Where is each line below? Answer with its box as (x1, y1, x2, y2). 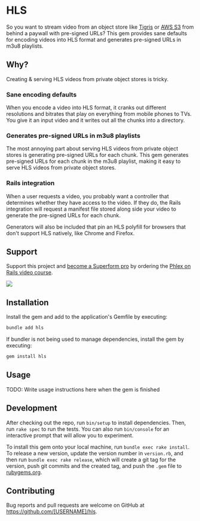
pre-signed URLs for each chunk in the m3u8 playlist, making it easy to (6, 158, 181, 165)
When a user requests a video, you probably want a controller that (6, 192, 169, 200)
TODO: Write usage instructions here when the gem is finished (6, 386, 160, 393)
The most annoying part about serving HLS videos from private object (6, 145, 179, 152)
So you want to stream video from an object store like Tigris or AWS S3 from (6, 23, 194, 30)
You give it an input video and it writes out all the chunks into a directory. (6, 117, 185, 124)
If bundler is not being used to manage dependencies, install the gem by (6, 335, 184, 343)
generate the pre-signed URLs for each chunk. (6, 211, 121, 218)
